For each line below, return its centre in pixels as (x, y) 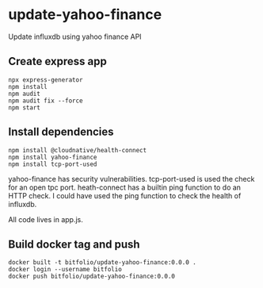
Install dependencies (61, 132)
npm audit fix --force (46, 101)
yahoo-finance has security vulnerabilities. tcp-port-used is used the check (131, 179)
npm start (25, 108)
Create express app (57, 61)
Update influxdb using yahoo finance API (75, 36)
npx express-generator (46, 80)
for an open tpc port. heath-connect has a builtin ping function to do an (125, 187)
